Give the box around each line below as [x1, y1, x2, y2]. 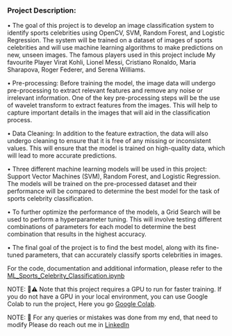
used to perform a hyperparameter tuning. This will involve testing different [7, 215, 222, 224]
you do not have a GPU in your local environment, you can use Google [7, 292, 208, 301]
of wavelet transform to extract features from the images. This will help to [7, 101, 217, 110]
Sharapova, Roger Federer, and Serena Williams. [7, 65, 146, 74]
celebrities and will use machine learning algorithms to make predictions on [7, 44, 224, 52]
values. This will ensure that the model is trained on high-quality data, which [7, 144, 226, 153]
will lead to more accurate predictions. [7, 151, 117, 160]
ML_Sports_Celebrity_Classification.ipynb [7, 271, 125, 280]
